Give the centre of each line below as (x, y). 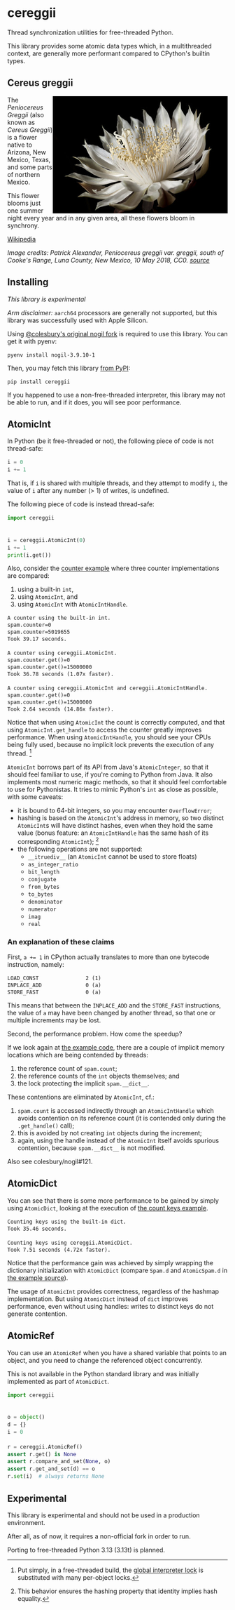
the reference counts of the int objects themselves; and (98, 1076)
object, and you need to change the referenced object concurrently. (105, 1360)
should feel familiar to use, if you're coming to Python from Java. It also (110, 774)
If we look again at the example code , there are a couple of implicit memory (116, 1047)
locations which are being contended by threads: (78, 1055)
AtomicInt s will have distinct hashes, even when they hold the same (115, 826)
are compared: (29, 576)
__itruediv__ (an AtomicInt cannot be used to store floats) (112, 856)
